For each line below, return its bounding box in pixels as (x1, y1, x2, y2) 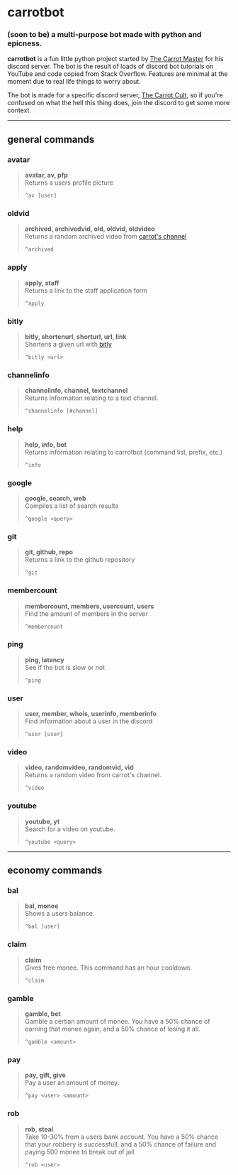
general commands (7, 133, 95, 146)
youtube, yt (24, 817, 60, 825)
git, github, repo (24, 548, 73, 556)
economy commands (7, 865, 103, 877)
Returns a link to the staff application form (24, 286, 147, 295)
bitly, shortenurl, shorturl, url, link (24, 332, 127, 341)
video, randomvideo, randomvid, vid (24, 763, 134, 771)
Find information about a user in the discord (24, 717, 153, 725)
